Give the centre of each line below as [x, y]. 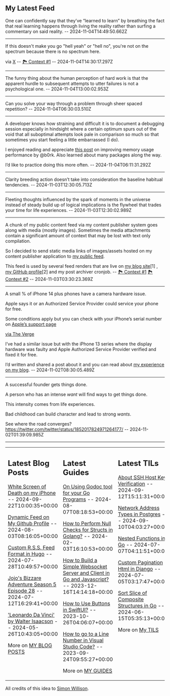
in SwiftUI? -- [79, 610]
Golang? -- [77, 536]
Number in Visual [83, 641]
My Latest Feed [30, 8]
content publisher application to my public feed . [55, 256]
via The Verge [20, 334]
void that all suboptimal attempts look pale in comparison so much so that [82, 134]
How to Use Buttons [87, 604]
